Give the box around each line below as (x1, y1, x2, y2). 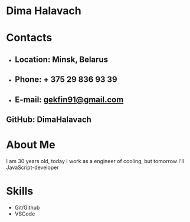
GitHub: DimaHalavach (6, 114, 91, 124)
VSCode (14, 210, 35, 217)
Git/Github (14, 204, 40, 211)
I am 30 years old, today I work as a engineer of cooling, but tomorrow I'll (6, 157, 184, 164)
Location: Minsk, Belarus (14, 54, 108, 64)
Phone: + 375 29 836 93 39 (14, 75, 117, 85)
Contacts (6, 31, 53, 45)
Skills (6, 184, 34, 198)
